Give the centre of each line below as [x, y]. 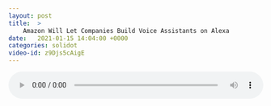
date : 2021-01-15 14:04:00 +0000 [68, 38]
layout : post [30, 16]
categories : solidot [43, 46]
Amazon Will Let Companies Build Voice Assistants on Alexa [126, 31]
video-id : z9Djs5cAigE [47, 53]
